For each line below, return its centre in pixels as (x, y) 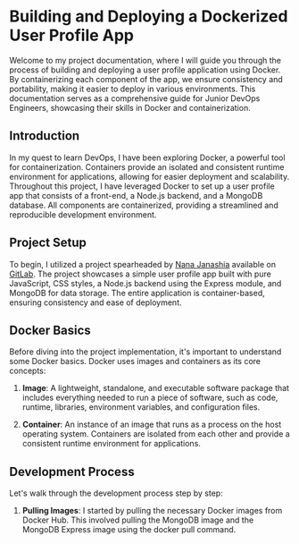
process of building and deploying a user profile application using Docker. (145, 70)
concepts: (28, 371)
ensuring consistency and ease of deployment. (96, 302)
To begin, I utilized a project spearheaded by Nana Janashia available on (143, 264)
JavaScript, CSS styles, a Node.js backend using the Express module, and (145, 283)
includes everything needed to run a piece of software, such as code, (150, 398)
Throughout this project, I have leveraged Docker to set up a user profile (142, 186)
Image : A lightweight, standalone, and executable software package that (156, 388)
